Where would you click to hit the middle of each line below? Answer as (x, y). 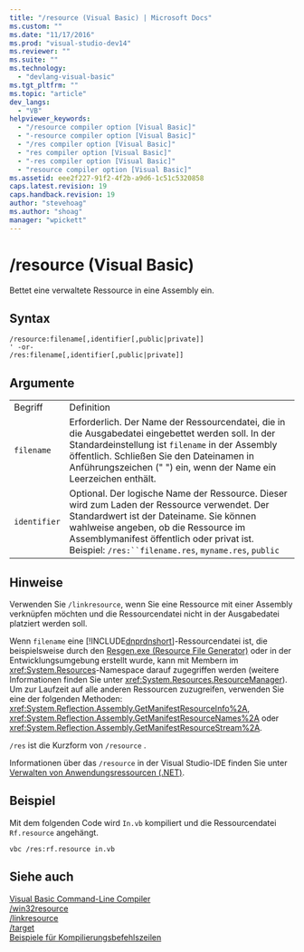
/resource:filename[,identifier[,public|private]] (107, 340)
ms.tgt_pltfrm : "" (44, 85)
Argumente (42, 383)
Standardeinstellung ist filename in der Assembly (173, 445)
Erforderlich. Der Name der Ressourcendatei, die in (177, 423)
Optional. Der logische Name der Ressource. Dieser (178, 493)
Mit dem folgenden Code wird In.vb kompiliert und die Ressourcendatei (143, 822)
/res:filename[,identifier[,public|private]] (96, 355)
